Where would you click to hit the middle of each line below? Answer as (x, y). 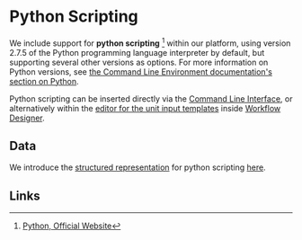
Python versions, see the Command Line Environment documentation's (141, 71)
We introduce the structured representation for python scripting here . (138, 167)
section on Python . (44, 81)
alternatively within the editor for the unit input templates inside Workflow (145, 108)
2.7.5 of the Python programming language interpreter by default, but (137, 52)
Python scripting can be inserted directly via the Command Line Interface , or (151, 98)
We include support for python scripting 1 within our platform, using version (150, 42)
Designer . (27, 118)
